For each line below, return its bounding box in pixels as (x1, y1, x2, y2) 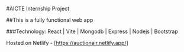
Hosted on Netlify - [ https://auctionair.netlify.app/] (6, 40, 128, 46)
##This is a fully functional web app (6, 17, 93, 23)
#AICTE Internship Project (6, 5, 70, 12)
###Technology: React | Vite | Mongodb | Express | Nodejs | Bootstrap (6, 28, 179, 35)
